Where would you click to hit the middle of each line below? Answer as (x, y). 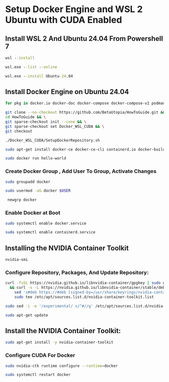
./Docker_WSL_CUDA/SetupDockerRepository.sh (53, 140)
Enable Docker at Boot (33, 213)
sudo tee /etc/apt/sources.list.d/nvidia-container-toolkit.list (84, 297)
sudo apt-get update (27, 315)
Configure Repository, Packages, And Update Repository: (77, 272)
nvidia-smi (17, 260)
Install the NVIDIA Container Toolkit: (63, 331)
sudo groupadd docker (28, 182)
